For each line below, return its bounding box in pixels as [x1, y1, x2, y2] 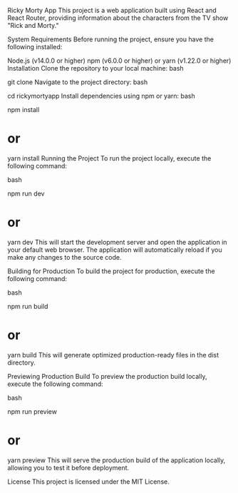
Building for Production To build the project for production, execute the [7, 267, 215, 275]
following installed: [7, 43, 63, 51]
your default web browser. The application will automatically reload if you [7, 245, 222, 254]
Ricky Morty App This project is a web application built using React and [7, 6, 217, 14]
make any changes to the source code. [7, 253, 122, 261]
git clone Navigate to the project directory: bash [7, 78, 148, 86]
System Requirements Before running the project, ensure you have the [7, 35, 214, 44]
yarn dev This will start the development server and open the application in [7, 238, 227, 246]
